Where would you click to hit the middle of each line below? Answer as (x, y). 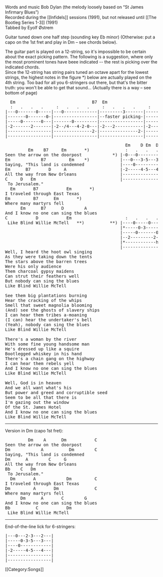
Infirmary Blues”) (22, 12)
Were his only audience (33, 266)
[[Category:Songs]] (24, 569)
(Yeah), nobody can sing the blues (47, 325)
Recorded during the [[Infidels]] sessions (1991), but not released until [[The (81, 17)
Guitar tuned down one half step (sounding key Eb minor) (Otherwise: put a (80, 37)
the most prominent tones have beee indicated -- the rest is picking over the (81, 62)
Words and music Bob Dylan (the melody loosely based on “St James (74, 7)
